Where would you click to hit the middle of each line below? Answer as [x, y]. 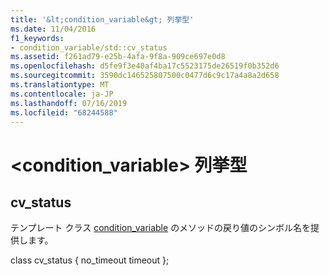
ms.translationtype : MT [60, 85]
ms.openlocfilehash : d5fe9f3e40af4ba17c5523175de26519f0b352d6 [145, 66]
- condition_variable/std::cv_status [89, 47]
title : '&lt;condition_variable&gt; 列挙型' [102, 19]
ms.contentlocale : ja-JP [62, 94]
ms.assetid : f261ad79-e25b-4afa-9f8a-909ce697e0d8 [118, 57]
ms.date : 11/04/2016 [53, 29]
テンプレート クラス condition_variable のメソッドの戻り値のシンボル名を [161, 228]
